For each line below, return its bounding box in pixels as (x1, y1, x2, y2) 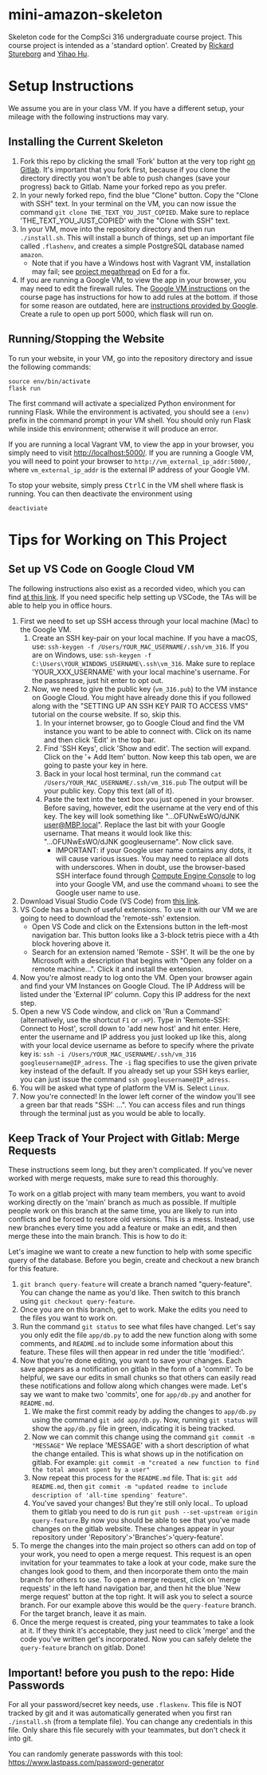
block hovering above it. (31, 939, 112, 948)
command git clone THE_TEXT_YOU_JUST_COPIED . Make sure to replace (19, 207, 249, 216)
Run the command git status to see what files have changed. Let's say (19, 1322, 256, 1332)
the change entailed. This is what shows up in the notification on (31, 1449, 244, 1459)
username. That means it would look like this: (43, 828, 193, 838)
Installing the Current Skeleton (8, 135, 163, 149)
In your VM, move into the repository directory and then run (19, 224, 216, 233)
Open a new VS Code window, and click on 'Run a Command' (19, 1007, 222, 1016)
